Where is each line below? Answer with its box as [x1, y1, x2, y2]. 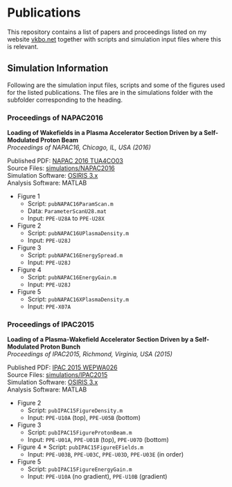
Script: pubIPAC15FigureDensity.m [27, 406, 123, 414]
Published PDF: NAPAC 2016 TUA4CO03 [7, 157, 123, 165]
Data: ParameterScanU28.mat [27, 207, 107, 215]
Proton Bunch [40, 342, 81, 351]
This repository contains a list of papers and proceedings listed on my [7, 28, 207, 36]
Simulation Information [7, 62, 109, 74]
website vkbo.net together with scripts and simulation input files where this [7, 35, 222, 43]
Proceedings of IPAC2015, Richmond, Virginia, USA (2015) [7, 350, 173, 358]
